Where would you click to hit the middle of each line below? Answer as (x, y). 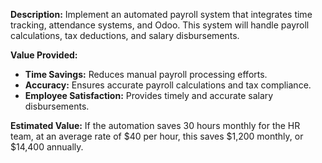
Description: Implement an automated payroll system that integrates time (161, 14)
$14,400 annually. (47, 147)
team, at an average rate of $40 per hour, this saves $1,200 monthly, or (157, 136)
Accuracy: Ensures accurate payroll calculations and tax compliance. (168, 85)
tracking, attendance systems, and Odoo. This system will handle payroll (160, 25)
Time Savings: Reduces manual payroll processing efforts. (146, 74)
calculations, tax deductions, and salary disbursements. (125, 35)
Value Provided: (44, 55)
